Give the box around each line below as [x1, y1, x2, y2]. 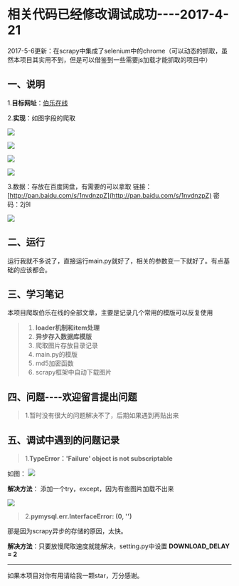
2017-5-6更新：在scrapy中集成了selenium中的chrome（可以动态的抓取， [7, 46, 222, 55]
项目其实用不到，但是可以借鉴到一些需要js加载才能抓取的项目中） [19, 55, 212, 64]
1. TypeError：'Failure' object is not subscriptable [24, 454, 173, 463]
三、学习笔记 [7, 288, 64, 300]
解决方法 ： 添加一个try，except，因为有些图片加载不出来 [7, 485, 174, 493]
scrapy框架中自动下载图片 [35, 368, 112, 377]
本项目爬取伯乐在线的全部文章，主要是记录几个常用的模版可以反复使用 [7, 308, 213, 317]
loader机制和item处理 [35, 323, 100, 332]
